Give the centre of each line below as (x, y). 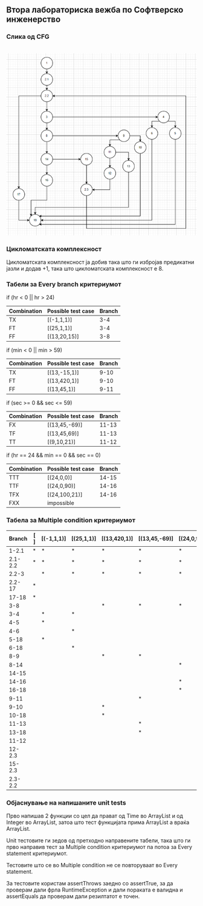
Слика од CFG (28, 37)
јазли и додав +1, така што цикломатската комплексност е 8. (85, 268)
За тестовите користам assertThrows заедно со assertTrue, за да (90, 884)
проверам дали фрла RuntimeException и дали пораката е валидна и (95, 890)
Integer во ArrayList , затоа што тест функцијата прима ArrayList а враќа (98, 822)
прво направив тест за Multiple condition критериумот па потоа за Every (99, 847)
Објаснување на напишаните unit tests (66, 802)
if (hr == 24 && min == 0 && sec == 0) (53, 455)
